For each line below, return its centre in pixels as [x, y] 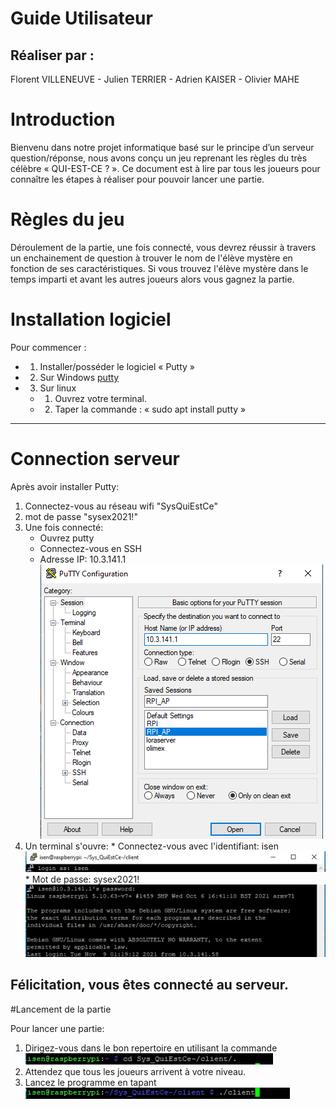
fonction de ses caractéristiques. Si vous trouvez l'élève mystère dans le [159, 268]
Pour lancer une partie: [57, 1028]
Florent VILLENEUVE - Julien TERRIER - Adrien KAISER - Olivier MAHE [155, 79]
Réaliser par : [52, 55]
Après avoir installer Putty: [65, 486]
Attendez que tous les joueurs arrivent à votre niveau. [135, 1071]
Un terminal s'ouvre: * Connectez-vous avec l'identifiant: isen [151, 846]
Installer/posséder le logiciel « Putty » [117, 366]
